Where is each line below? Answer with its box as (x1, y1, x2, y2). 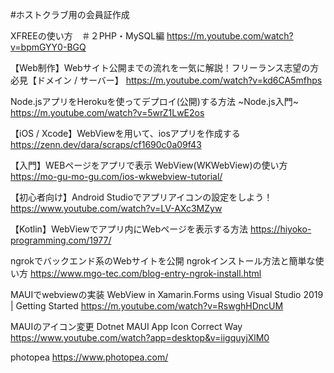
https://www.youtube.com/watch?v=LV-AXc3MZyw (10, 203, 223, 214)
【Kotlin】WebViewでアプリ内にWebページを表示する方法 (10, 223, 248, 235)
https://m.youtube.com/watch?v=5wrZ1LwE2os (10, 107, 205, 118)
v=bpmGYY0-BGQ (10, 41, 87, 53)
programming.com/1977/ (10, 234, 112, 246)
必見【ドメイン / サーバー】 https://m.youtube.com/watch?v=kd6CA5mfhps (10, 74, 323, 86)
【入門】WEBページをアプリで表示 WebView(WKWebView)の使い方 (10, 159, 288, 171)
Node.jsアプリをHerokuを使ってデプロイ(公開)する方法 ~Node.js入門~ (10, 96, 299, 107)
